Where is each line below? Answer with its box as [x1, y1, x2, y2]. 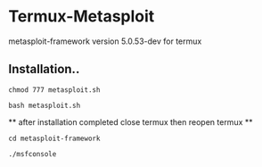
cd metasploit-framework [8, 134, 101, 143]
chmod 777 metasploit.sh [8, 85, 101, 95]
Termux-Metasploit [8, 6, 155, 27]
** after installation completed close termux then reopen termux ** [8, 116, 253, 127]
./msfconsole [8, 149, 57, 158]
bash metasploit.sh [8, 101, 81, 110]
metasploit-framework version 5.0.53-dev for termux [8, 36, 202, 46]
